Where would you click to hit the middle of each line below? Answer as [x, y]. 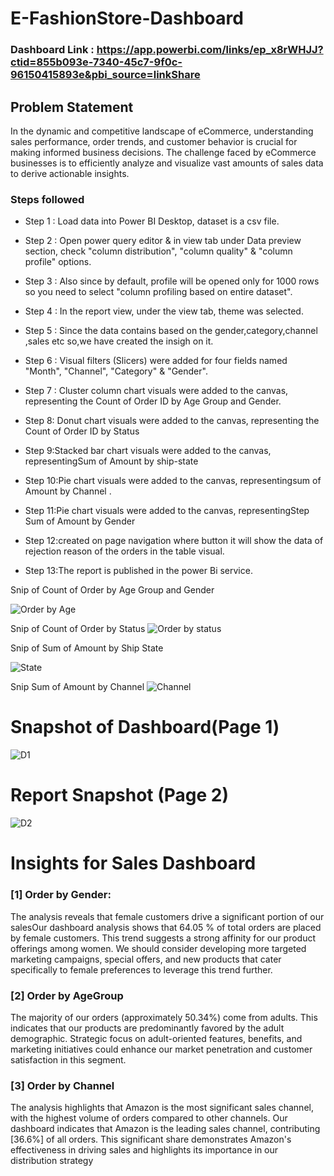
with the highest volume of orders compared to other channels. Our [149, 1118]
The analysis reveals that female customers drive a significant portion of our [167, 916]
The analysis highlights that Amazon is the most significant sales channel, [162, 1108]
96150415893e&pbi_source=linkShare [105, 75]
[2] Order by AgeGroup [67, 995]
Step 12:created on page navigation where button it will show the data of [174, 541]
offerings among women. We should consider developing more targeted [158, 948]
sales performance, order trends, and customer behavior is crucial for [154, 141]
